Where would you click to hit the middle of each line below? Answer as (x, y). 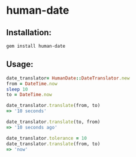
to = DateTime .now (29, 95)
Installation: (29, 33)
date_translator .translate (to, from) (53, 122)
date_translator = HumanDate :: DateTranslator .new (68, 78)
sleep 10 (17, 89)
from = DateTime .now (32, 84)
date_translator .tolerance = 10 (46, 138)
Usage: (20, 64)
